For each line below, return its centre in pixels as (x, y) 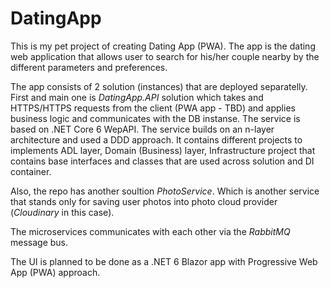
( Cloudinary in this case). (62, 212)
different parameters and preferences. (89, 67)
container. (31, 171)
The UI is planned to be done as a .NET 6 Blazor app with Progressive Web (164, 261)
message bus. (39, 242)
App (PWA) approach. (55, 272)
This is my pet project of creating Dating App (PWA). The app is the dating (163, 46)
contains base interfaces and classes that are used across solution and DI (162, 161)
